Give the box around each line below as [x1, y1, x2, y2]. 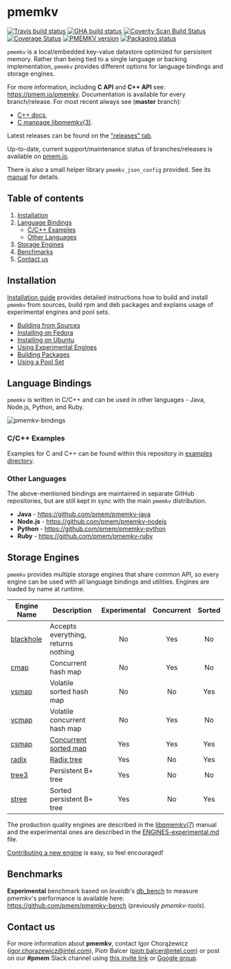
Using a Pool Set [16, 357, 65, 365]
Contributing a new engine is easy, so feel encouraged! [7, 848, 164, 857]
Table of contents [7, 193, 84, 204]
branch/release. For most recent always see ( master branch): [7, 97, 182, 105]
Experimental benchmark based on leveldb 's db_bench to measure [7, 886, 199, 895]
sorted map [49, 743, 87, 753]
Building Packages [16, 350, 70, 359]
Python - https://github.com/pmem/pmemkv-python [16, 524, 166, 533]
